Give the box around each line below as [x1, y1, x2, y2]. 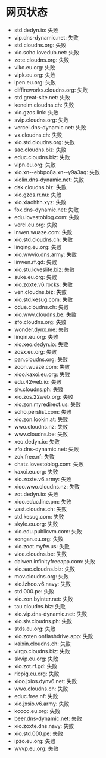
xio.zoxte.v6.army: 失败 [14, 475, 72, 483]
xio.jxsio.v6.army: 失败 [14, 700, 70, 707]
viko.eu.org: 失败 [14, 63, 56, 71]
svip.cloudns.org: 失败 [14, 116, 69, 123]
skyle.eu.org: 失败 [14, 520, 58, 527]
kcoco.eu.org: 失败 [14, 707, 61, 714]
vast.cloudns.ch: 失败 [14, 505, 67, 513]
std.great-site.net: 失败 [14, 93, 71, 101]
